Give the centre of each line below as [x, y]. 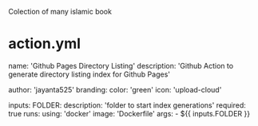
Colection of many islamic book [60, 12]
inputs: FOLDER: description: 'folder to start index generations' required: [127, 105]
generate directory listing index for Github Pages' [89, 74]
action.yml [45, 44]
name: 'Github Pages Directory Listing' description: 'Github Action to [121, 65]
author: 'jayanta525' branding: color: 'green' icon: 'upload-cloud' [115, 89]
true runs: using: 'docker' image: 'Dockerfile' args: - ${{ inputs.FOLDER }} [129, 113]
